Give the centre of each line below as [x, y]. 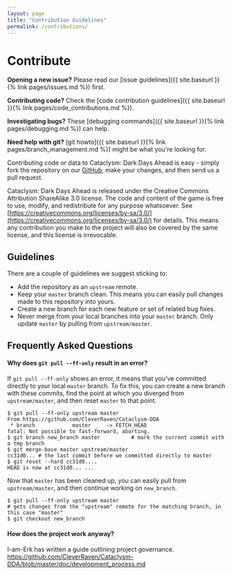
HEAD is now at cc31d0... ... [51, 468]
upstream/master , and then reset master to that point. [82, 400]
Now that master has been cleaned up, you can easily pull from [97, 480]
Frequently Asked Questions [70, 346]
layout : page [26, 13]
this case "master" [35, 513]
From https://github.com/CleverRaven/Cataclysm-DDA [83, 419]
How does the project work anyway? [61, 534]
